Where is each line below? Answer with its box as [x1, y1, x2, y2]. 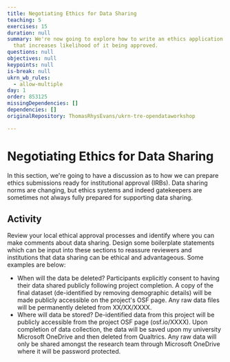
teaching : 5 [7, 17, 41, 23]
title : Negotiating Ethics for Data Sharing [7, 10, 137, 17]
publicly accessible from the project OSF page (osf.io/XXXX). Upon [17, 318, 208, 326]
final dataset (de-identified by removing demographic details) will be [17, 289, 212, 297]
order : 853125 [7, 94, 48, 101]
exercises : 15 [7, 23, 48, 30]
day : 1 [7, 87, 26, 94]
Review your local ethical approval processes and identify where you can [7, 232, 215, 240]
